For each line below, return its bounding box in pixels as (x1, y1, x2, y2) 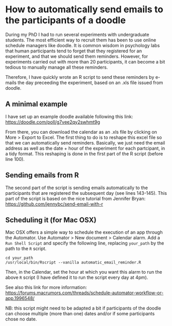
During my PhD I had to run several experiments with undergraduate (5, 31, 149, 37)
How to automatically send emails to (5, 4, 163, 15)
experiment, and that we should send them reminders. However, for (5, 53, 148, 59)
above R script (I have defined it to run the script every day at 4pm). (5, 274, 148, 280)
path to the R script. (5, 246, 47, 252)
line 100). (5, 156, 25, 162)
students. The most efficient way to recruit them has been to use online (5, 37, 157, 43)
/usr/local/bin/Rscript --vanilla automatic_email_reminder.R (5, 260, 141, 265)
